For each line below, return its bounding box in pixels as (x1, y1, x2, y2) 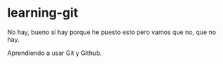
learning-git (7, 5, 79, 21)
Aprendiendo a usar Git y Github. (7, 49, 102, 57)
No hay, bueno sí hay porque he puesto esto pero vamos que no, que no (7, 28, 216, 36)
